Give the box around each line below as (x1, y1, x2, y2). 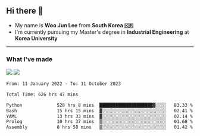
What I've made (6, 55, 53, 63)
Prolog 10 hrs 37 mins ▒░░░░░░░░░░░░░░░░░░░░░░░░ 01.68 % (6, 119, 193, 125)
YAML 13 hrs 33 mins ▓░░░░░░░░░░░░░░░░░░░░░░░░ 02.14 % (6, 113, 193, 119)
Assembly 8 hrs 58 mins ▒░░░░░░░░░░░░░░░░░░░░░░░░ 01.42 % (6, 124, 193, 131)
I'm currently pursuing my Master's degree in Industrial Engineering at (14, 28, 189, 36)
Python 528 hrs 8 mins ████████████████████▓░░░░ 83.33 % (6, 102, 193, 108)
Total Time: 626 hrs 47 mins (6, 91, 79, 97)
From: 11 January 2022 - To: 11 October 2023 (6, 81, 121, 87)
